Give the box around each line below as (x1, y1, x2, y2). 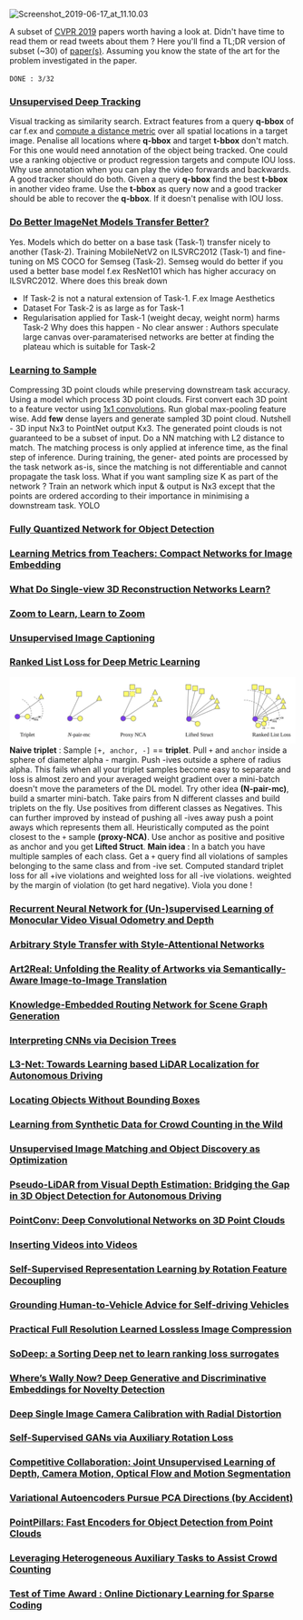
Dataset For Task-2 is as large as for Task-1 (22, 302, 184, 313)
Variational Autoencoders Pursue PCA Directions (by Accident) (9, 1492, 293, 1505)
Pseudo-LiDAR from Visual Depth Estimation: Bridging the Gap (9, 1179, 290, 1191)
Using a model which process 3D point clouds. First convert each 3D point (9, 393, 288, 404)
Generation (9, 1009, 61, 1022)
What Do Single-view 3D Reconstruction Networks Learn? (9, 582, 271, 595)
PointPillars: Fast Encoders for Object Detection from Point (9, 1516, 274, 1529)
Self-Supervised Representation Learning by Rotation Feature (9, 1262, 288, 1275)
